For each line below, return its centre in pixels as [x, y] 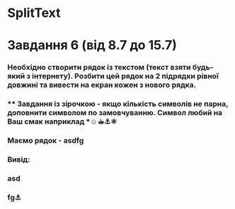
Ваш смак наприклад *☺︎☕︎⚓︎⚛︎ [62, 121]
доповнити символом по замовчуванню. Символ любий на [115, 113]
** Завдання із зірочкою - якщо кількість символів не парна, [118, 104]
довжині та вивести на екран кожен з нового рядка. [102, 85]
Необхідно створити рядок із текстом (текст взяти [99, 67]
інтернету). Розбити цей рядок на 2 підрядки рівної [125, 76]
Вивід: [19, 160]
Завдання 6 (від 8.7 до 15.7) [92, 46]
